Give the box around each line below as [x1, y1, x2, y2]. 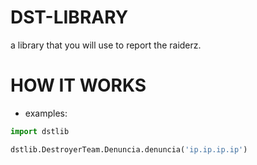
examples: [24, 107, 68, 119]
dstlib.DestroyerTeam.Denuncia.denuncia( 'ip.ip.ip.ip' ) [10, 144, 248, 155]
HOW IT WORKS [10, 74, 147, 97]
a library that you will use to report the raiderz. [10, 39, 202, 51]
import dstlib [10, 126, 70, 136]
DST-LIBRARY [10, 6, 129, 29]
